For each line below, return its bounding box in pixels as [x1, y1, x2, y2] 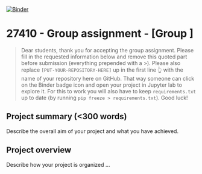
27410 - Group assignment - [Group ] [6, 27, 194, 40]
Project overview [6, 145, 72, 155]
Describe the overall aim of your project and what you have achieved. [6, 127, 179, 135]
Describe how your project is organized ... [6, 161, 110, 168]
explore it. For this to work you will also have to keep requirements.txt [21, 87, 196, 95]
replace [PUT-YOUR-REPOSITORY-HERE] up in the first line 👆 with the [21, 66, 184, 73]
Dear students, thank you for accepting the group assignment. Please [21, 46, 194, 54]
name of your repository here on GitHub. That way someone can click [21, 75, 195, 82]
